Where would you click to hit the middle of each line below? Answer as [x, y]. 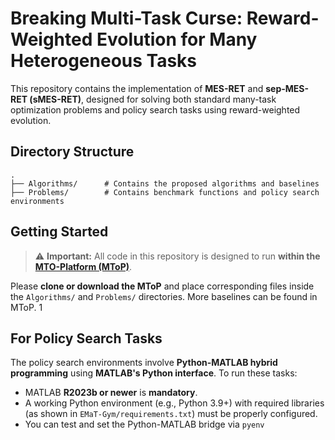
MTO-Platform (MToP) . [83, 266]
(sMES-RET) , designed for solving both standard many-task [153, 99]
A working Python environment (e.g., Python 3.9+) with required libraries [174, 403]
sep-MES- [287, 88]
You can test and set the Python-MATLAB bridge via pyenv [144, 424]
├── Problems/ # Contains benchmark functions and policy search [165, 192]
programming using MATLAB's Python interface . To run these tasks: [154, 373]
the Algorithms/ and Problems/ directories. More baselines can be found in [164, 296]
